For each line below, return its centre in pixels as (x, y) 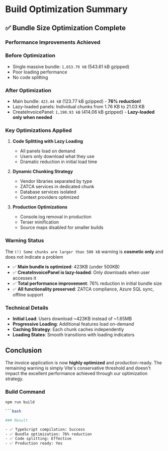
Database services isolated (48, 192)
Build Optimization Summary (66, 9)
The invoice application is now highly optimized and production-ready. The (83, 362)
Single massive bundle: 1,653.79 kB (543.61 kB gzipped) (71, 66)
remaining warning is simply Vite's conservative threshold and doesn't (78, 368)
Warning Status (25, 241)
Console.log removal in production (56, 217)
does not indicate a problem (34, 257)
